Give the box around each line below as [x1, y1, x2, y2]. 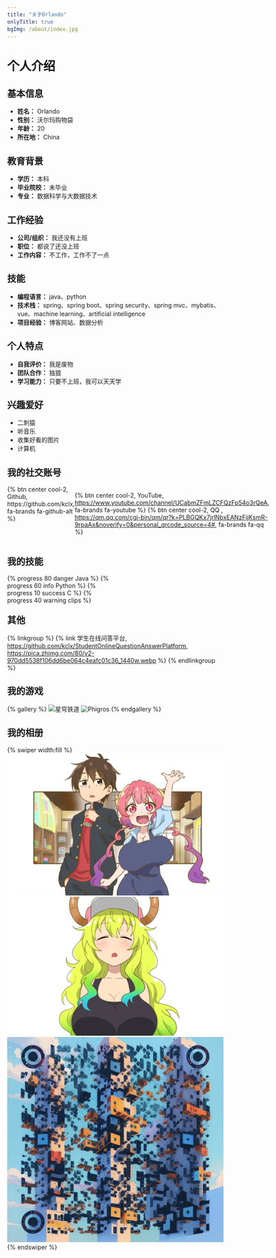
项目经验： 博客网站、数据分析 [16, 318, 104, 326]
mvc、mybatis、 [173, 301, 220, 309]
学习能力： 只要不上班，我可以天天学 [16, 377, 122, 385]
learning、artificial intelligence [59, 310, 146, 318]
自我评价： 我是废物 [16, 360, 73, 368]
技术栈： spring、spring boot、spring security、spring [16, 301, 172, 309]
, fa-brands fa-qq [215, 520, 264, 529]
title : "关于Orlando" [7, 11, 67, 18]
